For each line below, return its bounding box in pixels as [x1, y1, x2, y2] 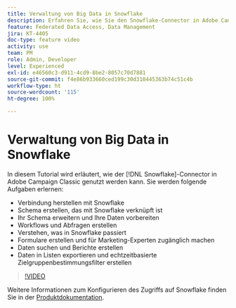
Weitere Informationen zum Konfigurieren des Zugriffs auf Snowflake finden [7, 285, 227, 294]
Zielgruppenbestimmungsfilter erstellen [17, 258, 132, 267]
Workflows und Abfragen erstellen [17, 221, 117, 229]
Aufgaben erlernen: [7, 184, 64, 193]
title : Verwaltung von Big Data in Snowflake [7, 10, 143, 18]
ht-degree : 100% [7, 96, 55, 103]
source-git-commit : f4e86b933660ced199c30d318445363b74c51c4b [7, 75, 193, 83]
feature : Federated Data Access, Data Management [7, 23, 156, 30]
